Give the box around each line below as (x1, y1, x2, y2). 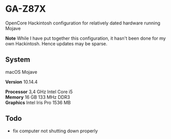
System (5, 55, 31, 64)
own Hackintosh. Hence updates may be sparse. (5, 40, 108, 46)
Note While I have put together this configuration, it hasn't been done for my (5, 35, 166, 41)
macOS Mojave (5, 69, 37, 75)
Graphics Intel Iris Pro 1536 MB (5, 99, 71, 105)
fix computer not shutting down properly (12, 128, 98, 134)
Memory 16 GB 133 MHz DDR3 (5, 94, 70, 100)
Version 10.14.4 (5, 78, 38, 85)
